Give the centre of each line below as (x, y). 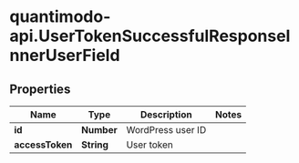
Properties (40, 89)
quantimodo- (60, 17)
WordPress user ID (166, 130)
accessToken (43, 145)
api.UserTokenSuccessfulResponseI (150, 36)
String (95, 145)
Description (166, 114)
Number (99, 130)
